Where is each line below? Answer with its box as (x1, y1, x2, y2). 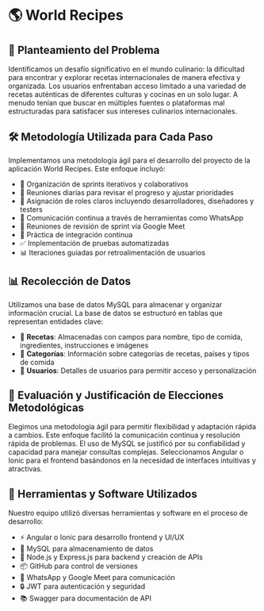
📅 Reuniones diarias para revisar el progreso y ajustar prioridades (19, 187, 234, 197)
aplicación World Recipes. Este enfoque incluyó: (8, 163, 166, 173)
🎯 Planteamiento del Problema (8, 43, 160, 56)
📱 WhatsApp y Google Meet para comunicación (19, 573, 176, 582)
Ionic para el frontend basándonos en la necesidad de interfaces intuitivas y (8, 455, 256, 465)
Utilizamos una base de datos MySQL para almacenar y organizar (8, 299, 223, 309)
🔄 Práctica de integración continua (19, 229, 133, 239)
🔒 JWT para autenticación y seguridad (19, 582, 145, 591)
